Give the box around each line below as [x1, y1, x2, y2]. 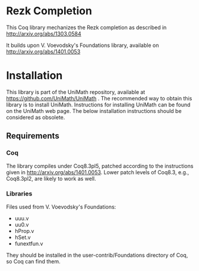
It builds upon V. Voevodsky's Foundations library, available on [6, 42, 159, 49]
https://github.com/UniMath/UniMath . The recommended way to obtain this [6, 94, 192, 102]
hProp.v [14, 227, 34, 234]
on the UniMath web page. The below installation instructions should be [6, 107, 182, 114]
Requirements [6, 131, 59, 141]
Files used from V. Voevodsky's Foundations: [6, 203, 116, 210]
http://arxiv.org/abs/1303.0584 [6, 30, 81, 37]
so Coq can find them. [6, 257, 61, 265]
